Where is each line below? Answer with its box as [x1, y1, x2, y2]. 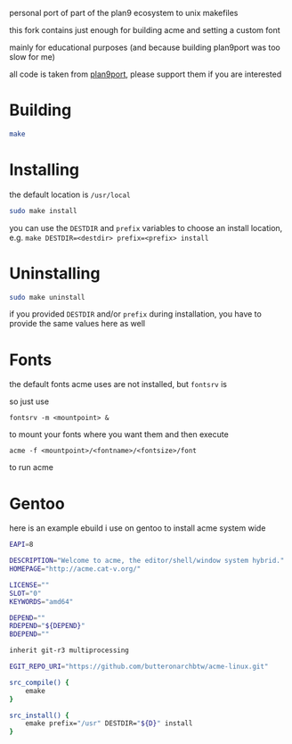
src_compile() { [9, 678, 69, 687]
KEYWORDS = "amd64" [9, 597, 74, 606]
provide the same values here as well [9, 318, 145, 329]
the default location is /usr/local [9, 189, 131, 200]
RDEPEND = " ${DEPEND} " [9, 622, 86, 631]
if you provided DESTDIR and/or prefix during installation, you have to [9, 309, 263, 319]
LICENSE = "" [9, 580, 50, 590]
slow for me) [9, 52, 56, 62]
